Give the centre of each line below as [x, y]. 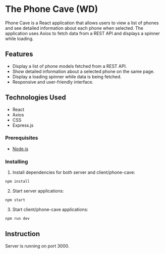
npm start [15, 200]
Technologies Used [35, 98]
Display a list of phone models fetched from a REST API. [70, 66]
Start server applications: [38, 191]
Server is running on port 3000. [37, 246]
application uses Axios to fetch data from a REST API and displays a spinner [82, 33]
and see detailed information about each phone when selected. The [74, 28]
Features [19, 54]
